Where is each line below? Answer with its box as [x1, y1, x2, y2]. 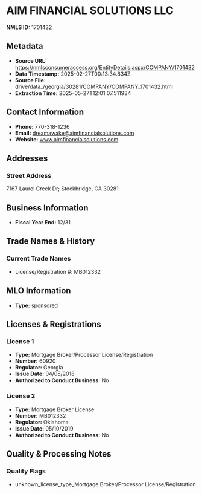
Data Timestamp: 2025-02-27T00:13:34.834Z [14, 70, 131, 77]
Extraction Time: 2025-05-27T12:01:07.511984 [14, 89, 131, 97]
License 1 [6, 337, 34, 345]
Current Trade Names [6, 255, 71, 263]
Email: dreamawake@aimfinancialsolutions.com [14, 129, 134, 137]
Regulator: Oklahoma [14, 418, 69, 426]
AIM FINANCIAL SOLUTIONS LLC [6, 4, 174, 18]
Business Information [6, 203, 89, 213]
